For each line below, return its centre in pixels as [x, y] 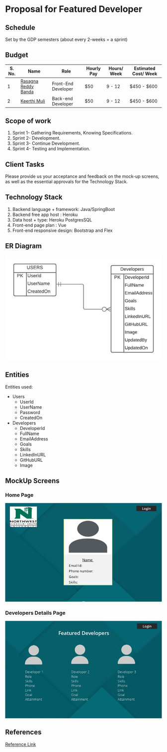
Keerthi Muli [33, 101]
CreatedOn [31, 418]
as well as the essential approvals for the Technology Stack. [67, 181]
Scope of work [28, 121]
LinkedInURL [33, 454]
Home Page [19, 495]
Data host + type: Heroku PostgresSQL [52, 219]
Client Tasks [25, 164]
